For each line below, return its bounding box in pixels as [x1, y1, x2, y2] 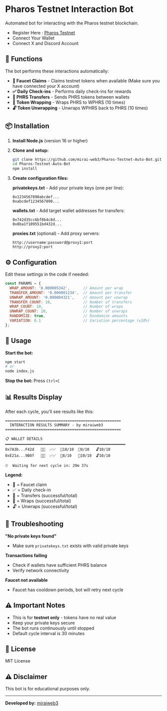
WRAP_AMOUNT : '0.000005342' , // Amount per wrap [9, 286, 123, 291]
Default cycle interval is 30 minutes [12, 630, 85, 636]
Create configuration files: [12, 175, 69, 181]
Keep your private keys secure [12, 620, 76, 626]
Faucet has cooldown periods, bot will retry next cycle [12, 587, 123, 593]
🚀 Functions [5, 55, 43, 63]
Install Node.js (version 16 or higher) [12, 137, 88, 143]
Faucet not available [5, 577, 48, 583]
